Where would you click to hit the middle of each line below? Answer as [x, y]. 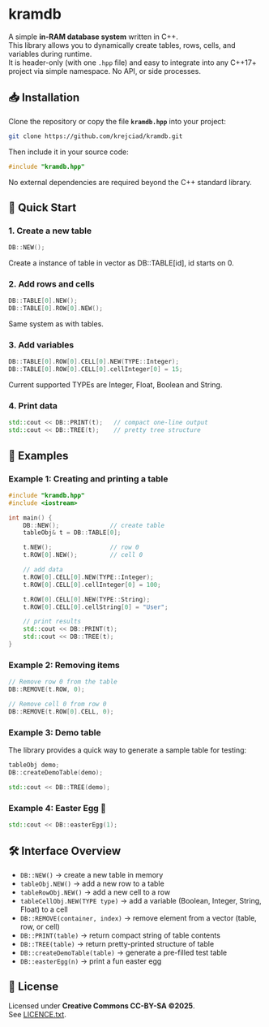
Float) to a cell [44, 909]
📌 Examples [38, 455]
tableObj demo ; [34, 765]
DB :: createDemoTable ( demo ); [56, 772]
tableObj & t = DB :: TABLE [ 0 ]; [72, 533]
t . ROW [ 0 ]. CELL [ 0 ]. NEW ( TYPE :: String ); [87, 599]
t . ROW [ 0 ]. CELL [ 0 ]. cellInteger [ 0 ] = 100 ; [92, 585]
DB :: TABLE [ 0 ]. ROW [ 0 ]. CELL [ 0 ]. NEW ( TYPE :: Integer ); [94, 362]
